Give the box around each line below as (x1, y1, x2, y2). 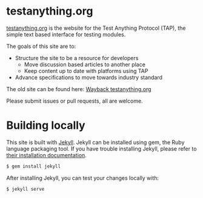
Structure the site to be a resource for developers (15, 54, 139, 61)
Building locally (6, 118, 86, 132)
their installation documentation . (6, 151, 87, 159)
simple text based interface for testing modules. (6, 30, 126, 38)
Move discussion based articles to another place (24, 61, 145, 68)
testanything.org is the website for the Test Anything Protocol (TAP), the (6, 24, 186, 32)
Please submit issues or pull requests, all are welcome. (6, 97, 144, 104)
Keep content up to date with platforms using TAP (24, 67, 148, 74)
